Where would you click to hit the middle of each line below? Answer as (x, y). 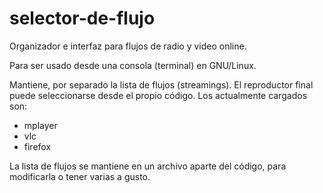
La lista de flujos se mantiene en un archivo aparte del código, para (148, 166)
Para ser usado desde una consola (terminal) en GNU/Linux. (133, 65)
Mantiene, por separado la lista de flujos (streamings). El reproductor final (161, 84)
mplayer (40, 125)
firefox (37, 146)
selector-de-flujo (82, 18)
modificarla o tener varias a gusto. (80, 176)
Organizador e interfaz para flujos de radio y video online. (128, 46)
